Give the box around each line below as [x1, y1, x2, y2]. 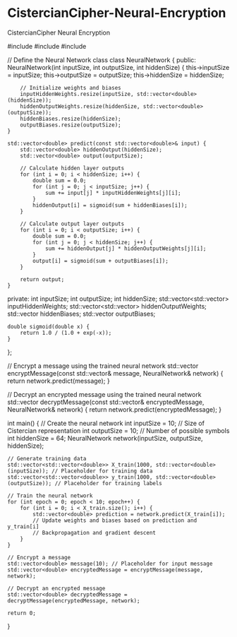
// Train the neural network [7, 492, 93, 499]
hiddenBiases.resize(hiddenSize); [20, 115, 121, 122]
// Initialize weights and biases [20, 84, 121, 91]
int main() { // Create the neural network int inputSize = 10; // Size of [7, 419, 205, 427]
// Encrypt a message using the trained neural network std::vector [7, 362, 199, 370]
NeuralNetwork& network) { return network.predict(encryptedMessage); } [7, 405, 222, 414]
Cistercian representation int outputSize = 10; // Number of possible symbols [7, 426, 230, 435]
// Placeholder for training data [51, 468, 153, 475]
